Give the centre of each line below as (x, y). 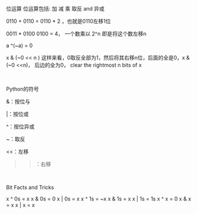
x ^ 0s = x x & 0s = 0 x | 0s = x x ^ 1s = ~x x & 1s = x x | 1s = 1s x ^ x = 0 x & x (99, 199)
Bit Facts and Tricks (30, 187)
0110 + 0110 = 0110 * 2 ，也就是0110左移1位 (58, 21)
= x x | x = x (21, 205)
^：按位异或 (20, 126)
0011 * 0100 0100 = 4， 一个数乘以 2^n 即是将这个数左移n (76, 34)
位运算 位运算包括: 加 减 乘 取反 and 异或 (55, 9)
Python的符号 (23, 89)
